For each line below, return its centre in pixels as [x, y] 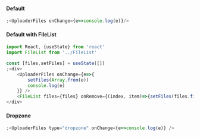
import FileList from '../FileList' [51, 53]
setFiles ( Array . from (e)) [58, 80]
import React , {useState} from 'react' [56, 47]
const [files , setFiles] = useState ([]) [56, 63]
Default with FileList [31, 34]
